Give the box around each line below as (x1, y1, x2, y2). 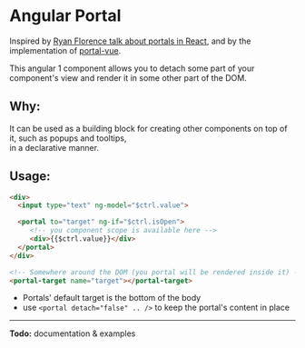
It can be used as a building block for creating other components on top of (9, 123, 288, 134)
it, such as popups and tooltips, (9, 133, 127, 144)
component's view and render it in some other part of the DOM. (9, 72, 247, 83)
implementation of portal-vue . (9, 45, 122, 55)
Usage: (9, 169, 52, 184)
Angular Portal (9, 5, 122, 26)
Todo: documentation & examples (9, 328, 136, 339)
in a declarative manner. (9, 142, 100, 153)
